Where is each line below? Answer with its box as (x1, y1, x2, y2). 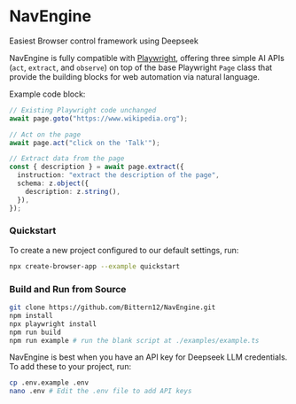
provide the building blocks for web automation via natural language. (9, 71, 260, 82)
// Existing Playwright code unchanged (9, 105, 157, 114)
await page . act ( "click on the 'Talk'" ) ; (9, 138, 161, 147)
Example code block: (9, 89, 86, 99)
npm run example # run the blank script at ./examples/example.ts (9, 336, 260, 345)
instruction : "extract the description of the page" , (17, 171, 220, 180)
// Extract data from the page (9, 154, 125, 163)
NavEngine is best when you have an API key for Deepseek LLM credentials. (9, 352, 288, 362)
